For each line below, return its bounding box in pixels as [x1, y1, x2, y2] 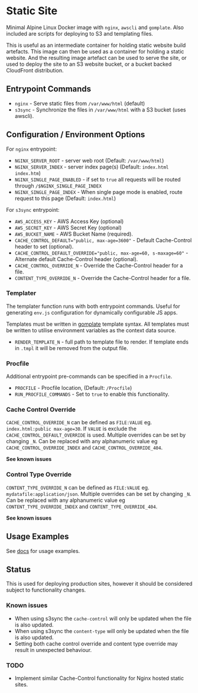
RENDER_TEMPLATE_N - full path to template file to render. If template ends [14, 338, 189, 345]
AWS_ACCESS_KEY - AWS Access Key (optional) [14, 218, 124, 225]
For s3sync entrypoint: [6, 206, 60, 213]
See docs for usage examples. [6, 547, 80, 554]
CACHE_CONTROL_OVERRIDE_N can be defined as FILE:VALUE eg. [6, 419, 152, 426]
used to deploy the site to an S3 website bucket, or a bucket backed [6, 61, 172, 68]
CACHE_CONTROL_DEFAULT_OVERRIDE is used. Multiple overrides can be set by [6, 431, 186, 438]
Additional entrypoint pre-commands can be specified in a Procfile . [6, 373, 173, 380]
